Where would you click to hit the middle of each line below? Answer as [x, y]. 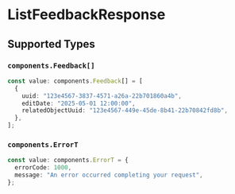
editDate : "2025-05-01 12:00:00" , [79, 103]
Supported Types [52, 44]
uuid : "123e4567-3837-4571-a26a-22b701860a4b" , [102, 96]
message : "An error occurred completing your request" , [109, 175]
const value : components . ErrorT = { [68, 161]
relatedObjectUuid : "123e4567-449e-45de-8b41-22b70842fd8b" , [125, 111]
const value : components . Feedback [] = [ [75, 81]
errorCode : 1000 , [43, 168]
